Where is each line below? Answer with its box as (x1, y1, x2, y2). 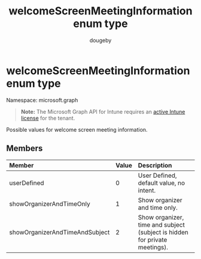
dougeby (89, 36, 112, 44)
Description (138, 161, 172, 169)
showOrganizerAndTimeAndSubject (9, 228, 110, 236)
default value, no (138, 178, 185, 187)
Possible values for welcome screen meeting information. (6, 126, 148, 133)
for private (138, 235, 167, 243)
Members (6, 144, 43, 154)
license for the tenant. (20, 114, 75, 121)
